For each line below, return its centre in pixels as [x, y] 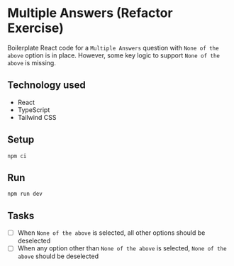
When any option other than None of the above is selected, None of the [122, 248]
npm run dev [25, 194]
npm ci [17, 156]
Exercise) [35, 28]
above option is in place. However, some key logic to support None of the [113, 55]
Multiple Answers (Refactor [90, 13]
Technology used [47, 85]
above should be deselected [58, 256]
